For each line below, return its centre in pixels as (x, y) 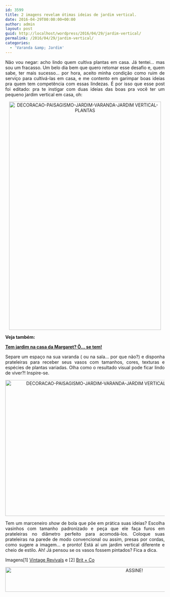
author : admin (20, 24)
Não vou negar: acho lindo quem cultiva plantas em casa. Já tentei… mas (85, 62)
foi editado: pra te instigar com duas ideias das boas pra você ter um (85, 89)
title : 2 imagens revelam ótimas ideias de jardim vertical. (71, 15)
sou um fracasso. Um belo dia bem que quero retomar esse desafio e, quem (85, 67)
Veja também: (20, 337)
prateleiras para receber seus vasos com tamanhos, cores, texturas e (85, 362)
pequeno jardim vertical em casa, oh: (44, 94)
